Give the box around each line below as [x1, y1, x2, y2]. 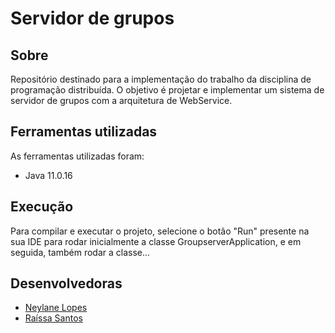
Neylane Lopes [24, 302, 88, 314]
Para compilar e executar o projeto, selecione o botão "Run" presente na [10, 225, 310, 237]
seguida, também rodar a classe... [10, 246, 151, 258]
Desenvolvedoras [10, 275, 123, 292]
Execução [10, 198, 74, 216]
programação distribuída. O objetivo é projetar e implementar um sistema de [10, 84, 325, 96]
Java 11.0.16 [24, 169, 73, 181]
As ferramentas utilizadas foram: [10, 150, 145, 162]
